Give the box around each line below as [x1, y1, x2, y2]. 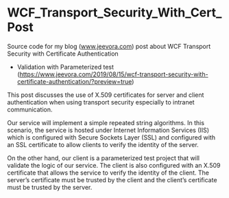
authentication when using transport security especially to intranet [7, 98, 195, 106]
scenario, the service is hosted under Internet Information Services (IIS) [7, 126, 210, 134]
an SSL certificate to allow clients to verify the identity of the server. [7, 140, 199, 148]
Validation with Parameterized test [16, 63, 114, 71]
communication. [7, 105, 53, 113]
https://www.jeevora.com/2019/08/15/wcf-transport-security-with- [19, 70, 208, 78]
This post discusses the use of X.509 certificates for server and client [7, 91, 204, 99]
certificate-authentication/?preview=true [16, 77, 132, 85]
